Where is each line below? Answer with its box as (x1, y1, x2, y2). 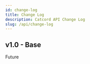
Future (5, 54, 19, 60)
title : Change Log (5, 12, 44, 17)
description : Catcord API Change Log (5, 17, 85, 22)
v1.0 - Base (5, 40, 42, 49)
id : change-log (5, 7, 38, 13)
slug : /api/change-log (5, 21, 53, 27)
